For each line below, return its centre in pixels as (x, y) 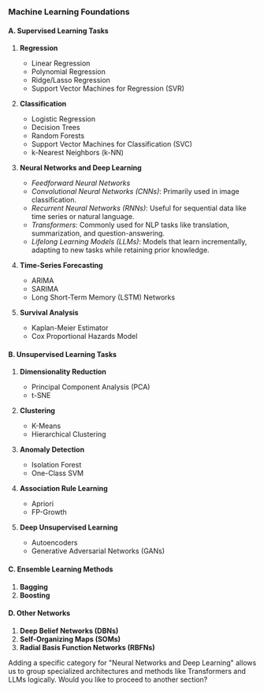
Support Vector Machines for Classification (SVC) (112, 144)
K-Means (46, 426)
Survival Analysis (49, 313)
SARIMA (45, 289)
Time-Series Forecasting (61, 266)
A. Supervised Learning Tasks (58, 31)
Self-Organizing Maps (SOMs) (70, 639)
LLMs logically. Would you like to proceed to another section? (108, 679)
